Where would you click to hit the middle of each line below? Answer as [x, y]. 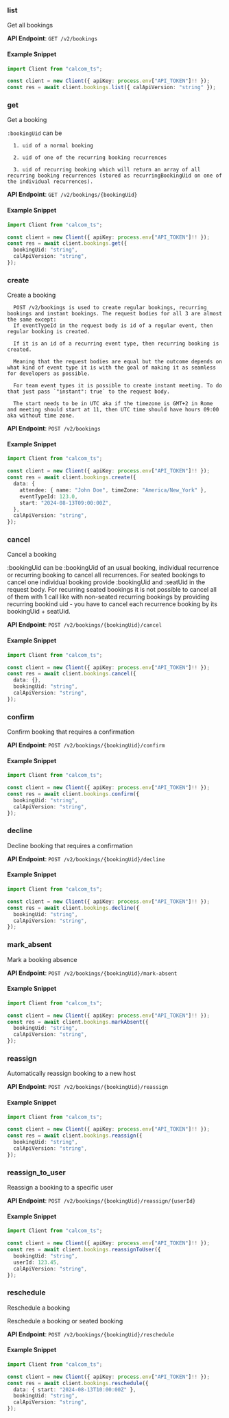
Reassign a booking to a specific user [60, 1188]
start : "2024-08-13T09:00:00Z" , [65, 503]
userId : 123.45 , [36, 1262]
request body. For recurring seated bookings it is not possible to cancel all [112, 590]
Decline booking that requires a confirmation [70, 845]
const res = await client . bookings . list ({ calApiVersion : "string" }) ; [111, 88]
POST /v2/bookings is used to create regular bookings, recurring [110, 308]
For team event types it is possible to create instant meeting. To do [118, 386]
